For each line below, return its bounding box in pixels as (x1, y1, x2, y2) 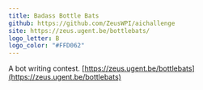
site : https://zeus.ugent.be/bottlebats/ (8, 27, 150, 35)
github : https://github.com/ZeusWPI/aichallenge (8, 19, 176, 27)
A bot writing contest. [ (8, 63, 85, 73)
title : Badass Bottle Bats (8, 11, 99, 20)
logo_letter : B (8, 34, 60, 43)
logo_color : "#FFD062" (8, 42, 85, 50)
